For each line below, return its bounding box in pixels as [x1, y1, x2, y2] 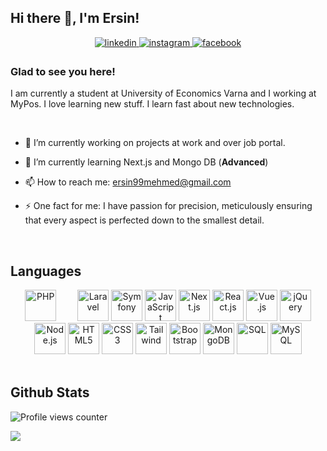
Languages [10, 262, 82, 280]
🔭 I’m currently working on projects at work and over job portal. [24, 137, 286, 149]
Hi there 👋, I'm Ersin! [10, 10, 140, 27]
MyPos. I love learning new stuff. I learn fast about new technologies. [10, 98, 295, 110]
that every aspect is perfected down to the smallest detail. [24, 214, 265, 226]
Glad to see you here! [10, 64, 116, 78]
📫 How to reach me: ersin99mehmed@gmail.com [24, 176, 232, 188]
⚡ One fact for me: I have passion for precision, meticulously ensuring [24, 200, 313, 212]
